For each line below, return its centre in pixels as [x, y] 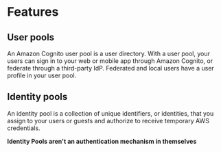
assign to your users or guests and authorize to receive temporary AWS [108, 121]
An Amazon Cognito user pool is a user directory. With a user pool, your [109, 53]
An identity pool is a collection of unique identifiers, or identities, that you [110, 113]
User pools [31, 37]
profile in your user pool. [42, 75]
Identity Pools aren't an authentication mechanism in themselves [102, 141]
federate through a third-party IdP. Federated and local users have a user [110, 68]
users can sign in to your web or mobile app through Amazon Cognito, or [110, 61]
